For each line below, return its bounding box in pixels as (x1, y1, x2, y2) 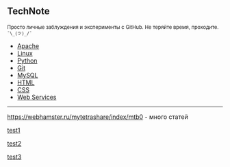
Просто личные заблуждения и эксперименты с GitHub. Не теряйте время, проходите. (7, 23, 219, 30)
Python (16, 56, 38, 65)
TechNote (7, 5, 50, 17)
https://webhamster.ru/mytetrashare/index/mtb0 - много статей (7, 113, 188, 121)
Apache (16, 41, 40, 50)
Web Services (16, 93, 57, 101)
